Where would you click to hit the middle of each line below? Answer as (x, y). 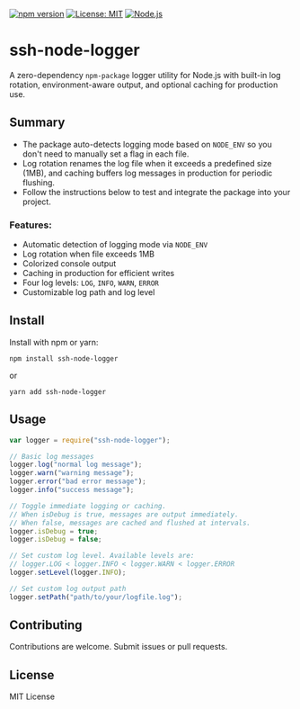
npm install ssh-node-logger (64, 359)
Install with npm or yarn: (54, 342)
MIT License (32, 696)
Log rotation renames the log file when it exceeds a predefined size (147, 163)
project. (36, 202)
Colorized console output (69, 264)
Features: (31, 225)
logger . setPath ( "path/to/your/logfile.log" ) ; (96, 597)
